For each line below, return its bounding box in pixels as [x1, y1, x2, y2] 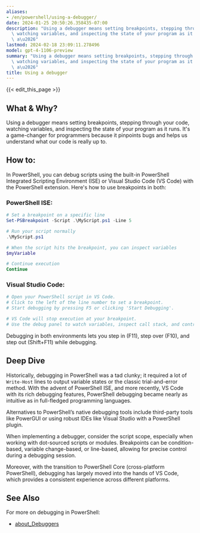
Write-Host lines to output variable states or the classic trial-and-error [6, 378, 178, 385]
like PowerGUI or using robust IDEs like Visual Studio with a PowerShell [6, 414, 180, 422]
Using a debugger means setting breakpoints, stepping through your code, [6, 119, 190, 126]
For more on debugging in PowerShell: [6, 509, 101, 516]
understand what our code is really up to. [6, 138, 107, 145]
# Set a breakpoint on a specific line [6, 212, 105, 218]
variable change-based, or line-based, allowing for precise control [24, 445, 187, 453]
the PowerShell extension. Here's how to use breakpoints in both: [6, 183, 167, 191]
